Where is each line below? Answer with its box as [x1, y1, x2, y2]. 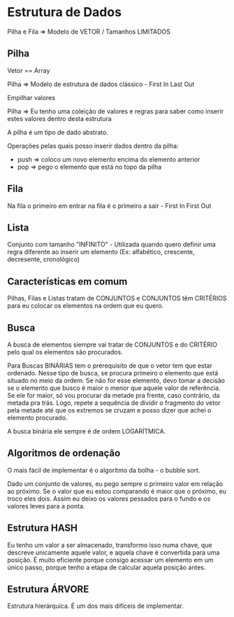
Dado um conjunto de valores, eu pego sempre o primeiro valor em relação [7, 479, 224, 487]
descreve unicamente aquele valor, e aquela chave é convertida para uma [7, 548, 220, 557]
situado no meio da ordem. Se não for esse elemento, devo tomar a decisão [7, 376, 226, 384]
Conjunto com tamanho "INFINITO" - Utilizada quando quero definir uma [7, 240, 217, 249]
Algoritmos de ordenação [7, 448, 121, 459]
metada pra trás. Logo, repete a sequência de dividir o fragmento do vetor [7, 398, 221, 407]
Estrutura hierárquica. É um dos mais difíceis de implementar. [7, 602, 184, 610]
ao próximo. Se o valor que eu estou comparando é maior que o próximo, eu [7, 487, 227, 495]
